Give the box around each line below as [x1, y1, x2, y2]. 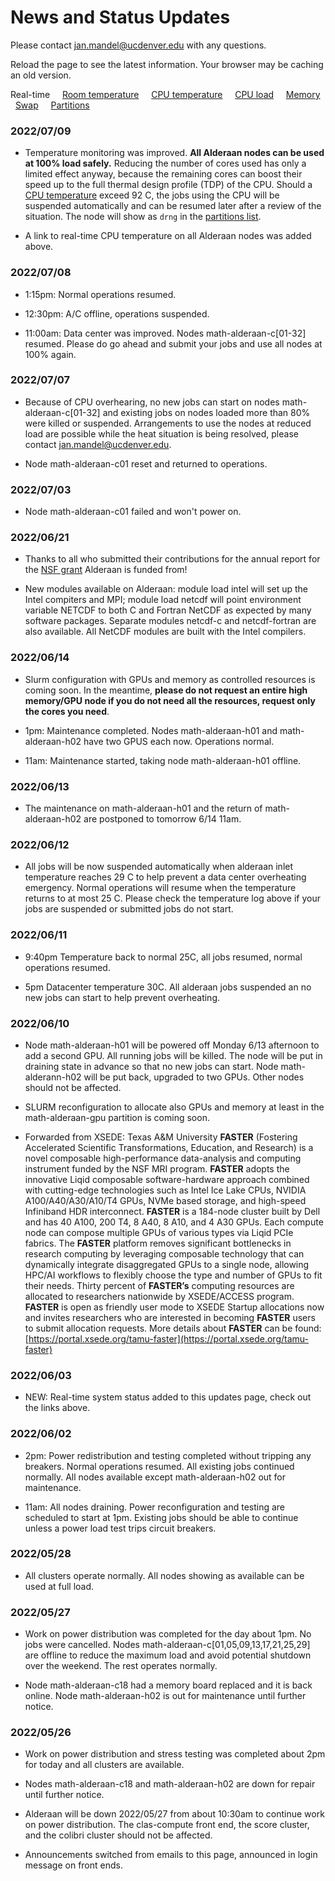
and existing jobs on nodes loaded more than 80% [102, 406, 311, 418]
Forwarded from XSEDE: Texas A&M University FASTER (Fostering [24, 1131, 298, 1143]
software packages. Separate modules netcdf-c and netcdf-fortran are [24, 615, 317, 627]
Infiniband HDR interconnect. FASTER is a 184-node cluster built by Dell [24, 1205, 321, 1217]
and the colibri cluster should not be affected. [24, 1829, 213, 1841]
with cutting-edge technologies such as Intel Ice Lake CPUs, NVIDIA [24, 1184, 307, 1196]
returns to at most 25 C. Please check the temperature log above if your [24, 892, 321, 905]
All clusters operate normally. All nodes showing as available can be [24, 1569, 305, 1581]
